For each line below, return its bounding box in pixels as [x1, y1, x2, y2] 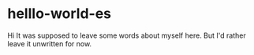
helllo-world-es [7, 5, 112, 23]
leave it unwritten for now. [7, 38, 92, 48]
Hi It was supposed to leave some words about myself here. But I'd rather [7, 31, 246, 40]
